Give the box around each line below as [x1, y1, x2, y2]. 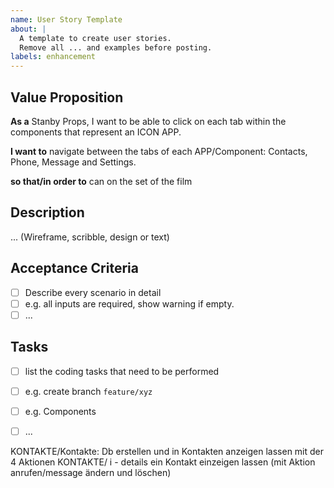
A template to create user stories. [19, 33, 172, 43]
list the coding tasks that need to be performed [24, 365, 220, 377]
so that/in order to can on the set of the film [10, 175, 193, 187]
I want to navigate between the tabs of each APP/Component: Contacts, [10, 145, 308, 157]
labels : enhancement [10, 52, 97, 62]
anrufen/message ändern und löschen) [10, 466, 172, 478]
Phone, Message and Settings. [10, 156, 137, 168]
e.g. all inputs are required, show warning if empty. [24, 297, 235, 310]
